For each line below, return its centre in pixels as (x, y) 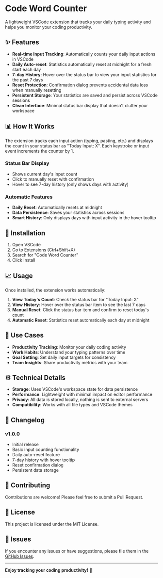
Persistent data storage (35, 470)
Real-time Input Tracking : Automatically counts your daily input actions (84, 54)
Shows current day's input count (45, 174)
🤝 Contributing (28, 485)
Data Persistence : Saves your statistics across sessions (68, 213)
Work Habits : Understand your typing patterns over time (69, 352)
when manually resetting (37, 90)
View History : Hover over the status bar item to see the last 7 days (79, 305)
